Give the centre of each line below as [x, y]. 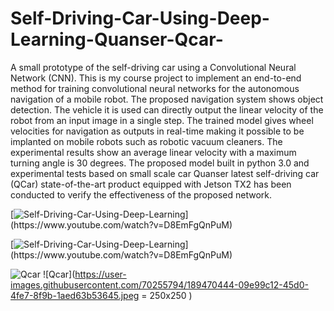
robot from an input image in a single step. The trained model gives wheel [162, 120]
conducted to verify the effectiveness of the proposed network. [141, 194]
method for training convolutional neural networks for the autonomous [155, 88]
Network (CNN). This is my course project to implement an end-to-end [156, 78]
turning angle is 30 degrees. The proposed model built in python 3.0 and [160, 163]
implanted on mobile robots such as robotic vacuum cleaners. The [146, 141]
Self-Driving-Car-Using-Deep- [140, 18]
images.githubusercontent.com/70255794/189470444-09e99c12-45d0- [159, 284]
